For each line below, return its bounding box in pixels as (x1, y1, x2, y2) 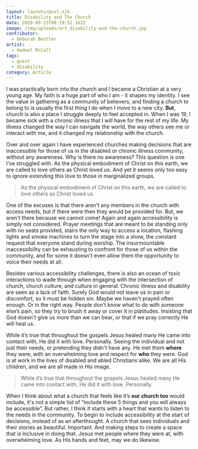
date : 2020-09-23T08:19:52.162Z (6, 20, 86, 25)
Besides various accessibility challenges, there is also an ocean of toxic (6, 270, 181, 277)
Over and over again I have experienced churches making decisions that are (6, 141, 192, 148)
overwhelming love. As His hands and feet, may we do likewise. (6, 437, 161, 444)
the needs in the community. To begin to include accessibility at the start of (6, 411, 190, 418)
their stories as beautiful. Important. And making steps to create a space (6, 424, 182, 431)
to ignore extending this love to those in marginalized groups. (6, 172, 155, 179)
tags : (6, 53, 20, 59)
